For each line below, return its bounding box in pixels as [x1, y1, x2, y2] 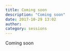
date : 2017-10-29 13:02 [5, 17, 57, 22]
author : [5, 21, 22, 27]
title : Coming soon [5, 7, 47, 13]
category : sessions [5, 26, 47, 31]
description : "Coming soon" [5, 12, 66, 17]
